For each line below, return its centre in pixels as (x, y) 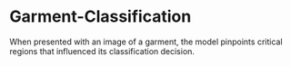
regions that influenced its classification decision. (102, 51)
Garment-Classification (100, 17)
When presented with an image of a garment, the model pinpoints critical (146, 42)
